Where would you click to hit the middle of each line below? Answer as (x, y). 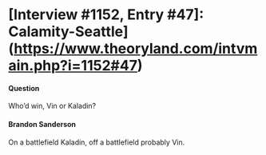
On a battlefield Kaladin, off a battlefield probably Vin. (97, 142)
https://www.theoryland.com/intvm (136, 49)
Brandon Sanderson (42, 124)
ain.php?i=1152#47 (73, 66)
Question (24, 88)
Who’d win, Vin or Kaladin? (52, 106)
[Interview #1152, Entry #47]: (106, 15)
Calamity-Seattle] (68, 32)
